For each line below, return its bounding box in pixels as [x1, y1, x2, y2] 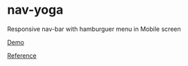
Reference [7, 51, 37, 60]
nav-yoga [7, 2, 64, 18]
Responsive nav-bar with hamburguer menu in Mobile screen [7, 25, 181, 33]
